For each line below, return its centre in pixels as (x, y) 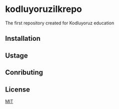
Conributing (24, 72)
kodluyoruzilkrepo (44, 9)
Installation (23, 39)
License (18, 89)
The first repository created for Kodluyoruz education (60, 23)
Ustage (17, 55)
